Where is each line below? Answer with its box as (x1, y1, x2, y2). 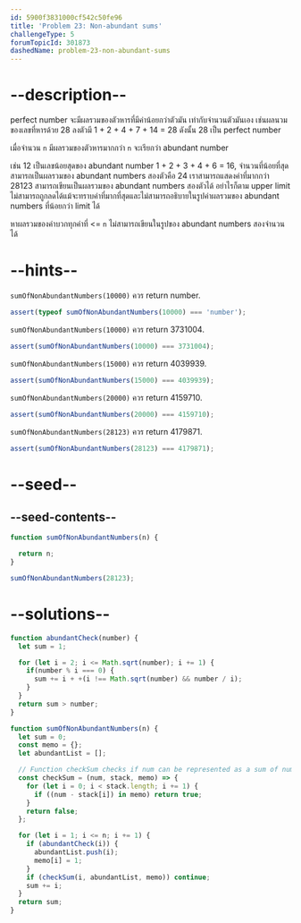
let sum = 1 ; (18, 641, 67, 651)
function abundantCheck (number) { (10, 633, 139, 642)
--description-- (10, 85, 128, 106)
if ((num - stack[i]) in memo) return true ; (33, 790, 203, 799)
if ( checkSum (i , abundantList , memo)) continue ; (26, 873, 211, 882)
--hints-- (10, 260, 79, 281)
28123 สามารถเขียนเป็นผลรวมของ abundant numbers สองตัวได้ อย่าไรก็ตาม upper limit (10, 181, 291, 191)
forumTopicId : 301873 (10, 38, 91, 47)
